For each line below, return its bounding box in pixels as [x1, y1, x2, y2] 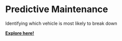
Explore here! [5, 30, 35, 36]
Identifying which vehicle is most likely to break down [5, 20, 117, 26]
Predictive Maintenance [5, 4, 108, 15]
